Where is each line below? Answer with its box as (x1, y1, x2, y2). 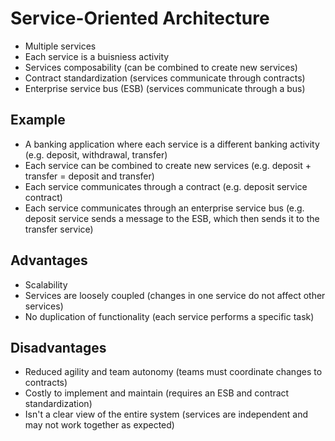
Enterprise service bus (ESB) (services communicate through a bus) (24, 82, 306, 94)
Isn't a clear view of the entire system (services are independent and (24, 408, 309, 421)
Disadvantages (10, 339, 107, 356)
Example (10, 112, 66, 129)
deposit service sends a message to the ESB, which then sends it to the (24, 212, 320, 224)
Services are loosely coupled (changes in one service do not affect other (24, 289, 326, 301)
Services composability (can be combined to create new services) (24, 61, 298, 73)
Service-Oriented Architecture (10, 7, 270, 30)
